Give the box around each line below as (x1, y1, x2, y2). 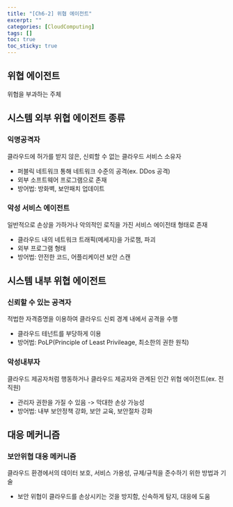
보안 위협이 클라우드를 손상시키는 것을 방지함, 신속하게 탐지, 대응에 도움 (17, 492, 211, 501)
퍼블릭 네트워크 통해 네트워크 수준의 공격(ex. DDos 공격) (17, 166, 170, 175)
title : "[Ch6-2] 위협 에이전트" (7, 10, 93, 17)
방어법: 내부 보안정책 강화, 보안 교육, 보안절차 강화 (17, 407, 153, 415)
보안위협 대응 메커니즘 (7, 452, 77, 462)
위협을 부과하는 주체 (7, 90, 61, 98)
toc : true (7, 36, 36, 43)
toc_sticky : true (7, 42, 58, 49)
